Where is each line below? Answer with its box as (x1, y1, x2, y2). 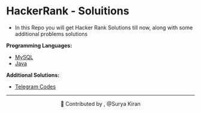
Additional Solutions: (6, 71, 60, 78)
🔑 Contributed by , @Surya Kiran (60, 100, 141, 107)
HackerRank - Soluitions (6, 4, 130, 18)
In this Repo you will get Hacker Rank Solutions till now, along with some (14, 24, 193, 31)
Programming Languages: (6, 42, 72, 49)
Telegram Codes (14, 83, 56, 90)
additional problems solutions (14, 30, 88, 37)
